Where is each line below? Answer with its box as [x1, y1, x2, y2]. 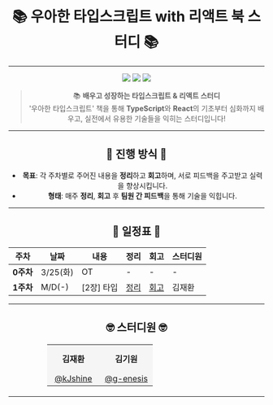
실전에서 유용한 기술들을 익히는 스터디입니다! [84, 113, 226, 123]
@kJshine [54, 372, 93, 384]
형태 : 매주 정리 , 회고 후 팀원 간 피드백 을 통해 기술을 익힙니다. [47, 190, 238, 200]
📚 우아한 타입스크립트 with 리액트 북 [11, 7, 245, 26]
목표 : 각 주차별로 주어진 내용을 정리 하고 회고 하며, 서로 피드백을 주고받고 [22, 170, 248, 180]
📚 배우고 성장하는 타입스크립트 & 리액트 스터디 [72, 90, 221, 100]
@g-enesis [104, 372, 149, 384]
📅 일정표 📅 [112, 224, 161, 238]
